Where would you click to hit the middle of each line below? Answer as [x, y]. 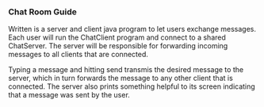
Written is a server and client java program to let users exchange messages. [132, 29]
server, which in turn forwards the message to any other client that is [121, 78]
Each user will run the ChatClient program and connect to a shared [117, 37]
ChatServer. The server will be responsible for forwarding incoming [118, 46]
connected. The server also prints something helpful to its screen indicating [132, 86]
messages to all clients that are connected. [78, 55]
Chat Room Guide [43, 12]
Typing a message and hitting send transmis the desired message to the [126, 70]
